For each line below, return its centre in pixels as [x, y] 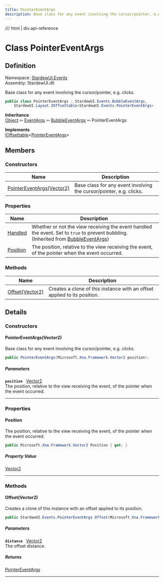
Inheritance [17, 115]
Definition [20, 66]
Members [20, 150]
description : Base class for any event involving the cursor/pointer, [78, 14]
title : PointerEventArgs [30, 10]
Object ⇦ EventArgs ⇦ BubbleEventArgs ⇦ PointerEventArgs [66, 120]
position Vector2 [24, 381]
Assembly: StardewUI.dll [30, 83]
